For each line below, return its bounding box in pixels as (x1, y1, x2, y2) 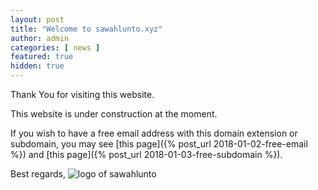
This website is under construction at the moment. (10, 108, 218, 120)
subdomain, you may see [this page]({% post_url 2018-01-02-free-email (10, 138, 308, 150)
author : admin (10, 33, 70, 43)
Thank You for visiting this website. (10, 89, 155, 100)
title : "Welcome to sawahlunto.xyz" (10, 24, 163, 34)
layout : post (10, 14, 65, 25)
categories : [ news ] (10, 42, 101, 53)
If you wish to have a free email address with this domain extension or (10, 127, 298, 139)
